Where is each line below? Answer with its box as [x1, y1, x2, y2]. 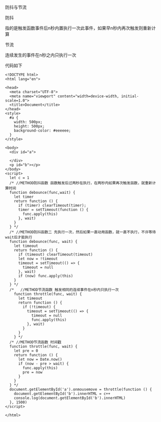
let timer [14, 194, 34, 199]
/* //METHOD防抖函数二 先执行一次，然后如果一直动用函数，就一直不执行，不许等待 [9, 230, 156, 235]
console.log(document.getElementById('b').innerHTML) [14, 396, 126, 400]
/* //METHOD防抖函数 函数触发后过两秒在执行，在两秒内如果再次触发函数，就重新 [9, 181, 153, 185]
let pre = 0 [14, 348, 38, 353]
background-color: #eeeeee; [14, 128, 71, 133]
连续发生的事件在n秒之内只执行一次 [5, 52, 77, 58]
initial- [121, 94, 139, 99]
